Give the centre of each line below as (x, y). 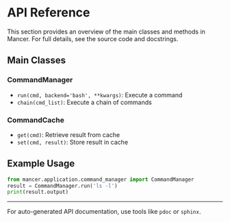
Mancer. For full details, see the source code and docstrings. (93, 38)
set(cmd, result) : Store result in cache (73, 142)
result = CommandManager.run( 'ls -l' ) (62, 186)
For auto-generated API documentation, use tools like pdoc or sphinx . (104, 212)
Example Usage (41, 163)
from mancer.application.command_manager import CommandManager (101, 180)
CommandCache (36, 120)
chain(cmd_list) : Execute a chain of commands (84, 102)
